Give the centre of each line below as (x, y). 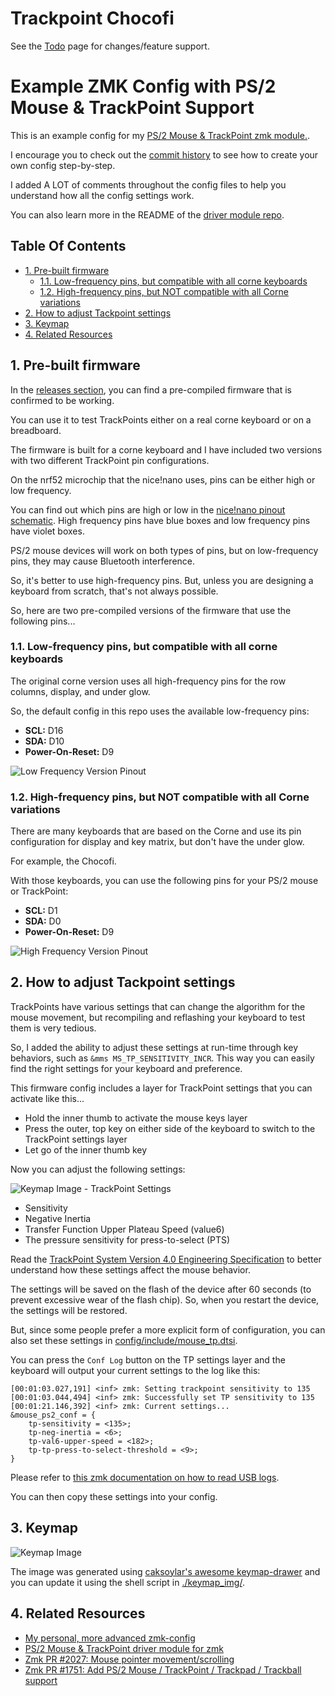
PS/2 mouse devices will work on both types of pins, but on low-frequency (164, 550)
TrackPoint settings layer (76, 1139)
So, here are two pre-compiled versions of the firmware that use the (151, 610)
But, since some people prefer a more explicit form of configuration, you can (168, 1329)
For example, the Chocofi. (63, 861)
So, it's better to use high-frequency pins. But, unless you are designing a (162, 580)
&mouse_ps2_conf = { (53, 1415)
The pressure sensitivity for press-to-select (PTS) (127, 1239)
